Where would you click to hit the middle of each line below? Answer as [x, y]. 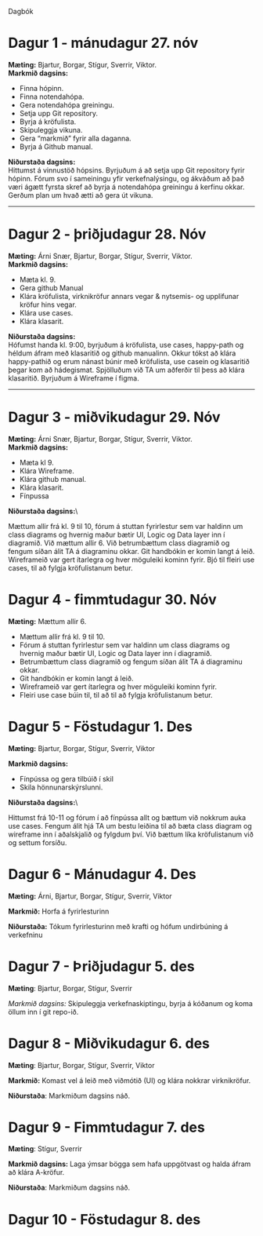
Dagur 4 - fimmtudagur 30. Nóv [112, 600]
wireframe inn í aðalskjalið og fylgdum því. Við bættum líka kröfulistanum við [131, 834]
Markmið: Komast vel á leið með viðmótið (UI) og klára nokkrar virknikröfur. [130, 1080]
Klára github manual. [53, 479]
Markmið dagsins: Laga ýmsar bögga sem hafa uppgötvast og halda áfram [130, 1164]
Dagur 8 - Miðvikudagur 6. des [109, 1043]
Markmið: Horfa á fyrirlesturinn [59, 911]
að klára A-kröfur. [36, 1172]
